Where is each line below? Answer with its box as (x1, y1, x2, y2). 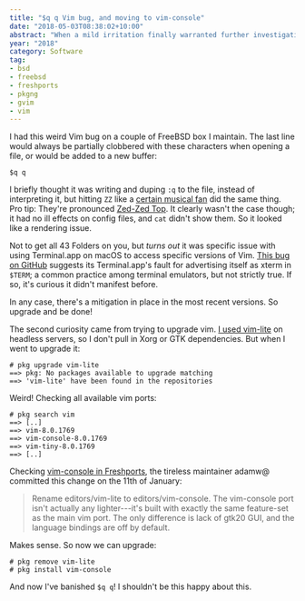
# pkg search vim (9, 410, 75, 419)
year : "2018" (9, 38, 59, 48)
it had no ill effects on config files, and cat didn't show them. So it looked (9, 213, 283, 224)
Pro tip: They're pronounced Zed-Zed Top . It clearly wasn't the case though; (9, 204, 296, 215)
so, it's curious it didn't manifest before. (9, 279, 159, 290)
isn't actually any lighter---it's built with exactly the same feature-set (31, 503, 289, 514)
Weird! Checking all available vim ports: (9, 393, 157, 404)
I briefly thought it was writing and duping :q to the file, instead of (9, 184, 256, 195)
